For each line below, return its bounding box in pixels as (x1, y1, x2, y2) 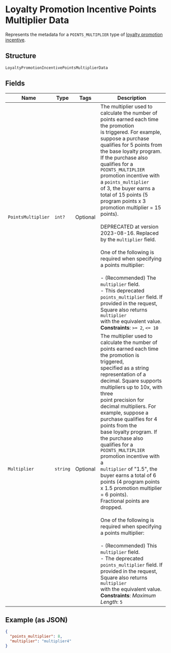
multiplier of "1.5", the (100, 465, 158, 472)
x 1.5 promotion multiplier (100, 484, 162, 491)
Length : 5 (100, 598, 123, 605)
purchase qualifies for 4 (100, 415, 158, 422)
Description (117, 94, 147, 101)
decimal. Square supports (100, 377, 162, 384)
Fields (5, 79, 25, 88)
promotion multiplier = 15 (100, 204, 161, 211)
